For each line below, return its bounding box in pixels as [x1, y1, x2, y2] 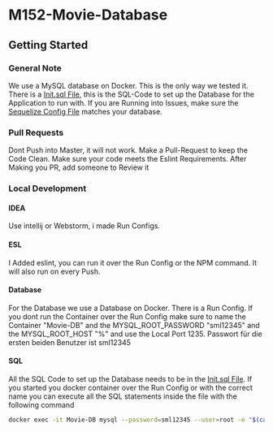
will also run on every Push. [8, 266, 101, 276]
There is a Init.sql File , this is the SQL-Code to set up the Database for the [8, 89, 254, 99]
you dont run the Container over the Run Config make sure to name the [8, 311, 246, 322]
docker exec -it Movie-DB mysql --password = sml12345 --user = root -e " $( [8, 416, 260, 424]
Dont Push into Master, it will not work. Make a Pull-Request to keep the [8, 145, 248, 155]
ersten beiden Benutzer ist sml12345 [8, 337, 132, 347]
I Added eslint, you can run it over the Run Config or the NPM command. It [8, 257, 258, 267]
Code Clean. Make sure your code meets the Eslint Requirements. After [8, 154, 247, 164]
